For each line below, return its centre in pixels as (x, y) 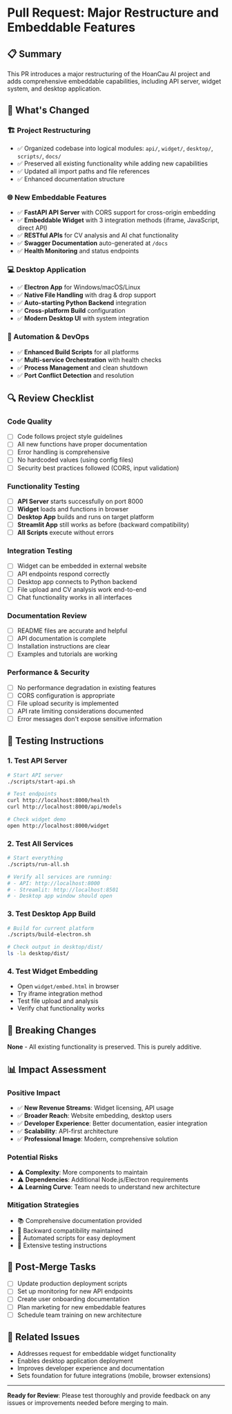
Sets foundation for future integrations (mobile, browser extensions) (114, 1376)
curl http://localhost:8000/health (58, 801)
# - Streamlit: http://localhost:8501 (63, 890)
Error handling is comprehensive (64, 452)
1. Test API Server (37, 761)
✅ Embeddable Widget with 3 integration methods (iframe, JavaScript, (118, 220)
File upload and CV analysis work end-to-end (82, 589)
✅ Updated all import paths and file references (83, 171)
